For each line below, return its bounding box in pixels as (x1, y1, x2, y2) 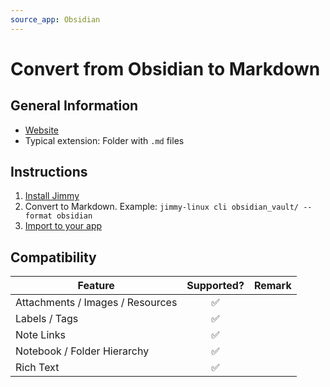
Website (24, 124, 60, 136)
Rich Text (15, 361, 60, 375)
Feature (77, 279, 115, 293)
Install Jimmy (24, 190, 80, 202)
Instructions (10, 164, 88, 181)
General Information (10, 97, 139, 115)
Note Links (15, 328, 66, 342)
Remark (253, 279, 292, 293)
